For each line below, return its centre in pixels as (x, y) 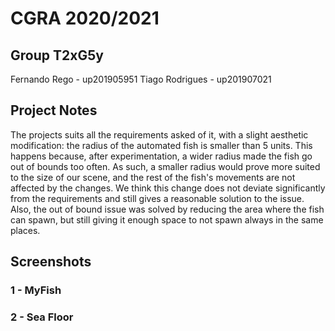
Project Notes (54, 110)
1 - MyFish (36, 290)
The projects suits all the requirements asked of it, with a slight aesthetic (159, 134)
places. (25, 230)
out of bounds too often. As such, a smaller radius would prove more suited (165, 166)
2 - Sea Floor (42, 317)
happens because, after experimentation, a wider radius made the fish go (161, 156)
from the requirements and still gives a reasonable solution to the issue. (157, 198)
